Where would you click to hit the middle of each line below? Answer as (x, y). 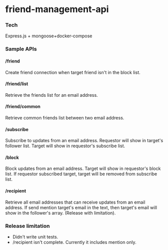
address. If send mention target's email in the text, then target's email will (81, 207)
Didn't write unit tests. (35, 237)
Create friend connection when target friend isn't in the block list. (73, 72)
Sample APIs (21, 49)
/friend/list (17, 84)
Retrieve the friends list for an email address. (52, 95)
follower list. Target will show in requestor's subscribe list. (65, 146)
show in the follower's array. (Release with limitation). (60, 213)
